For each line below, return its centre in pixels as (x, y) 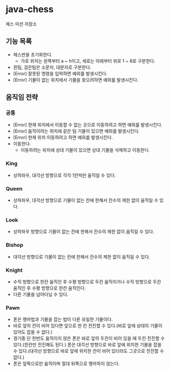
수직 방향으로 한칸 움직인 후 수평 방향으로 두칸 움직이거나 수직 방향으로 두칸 (87, 282)
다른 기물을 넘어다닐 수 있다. (41, 294)
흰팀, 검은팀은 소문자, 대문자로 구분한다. (52, 67)
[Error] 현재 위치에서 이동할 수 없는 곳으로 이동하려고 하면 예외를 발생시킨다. (88, 125)
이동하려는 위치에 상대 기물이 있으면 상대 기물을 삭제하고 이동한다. (85, 150)
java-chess (30, 9)
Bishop (14, 245)
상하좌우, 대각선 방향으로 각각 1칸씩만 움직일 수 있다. (64, 175)
